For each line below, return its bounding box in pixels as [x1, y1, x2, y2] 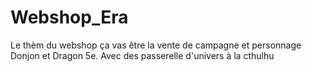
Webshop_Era [10, 6, 129, 29]
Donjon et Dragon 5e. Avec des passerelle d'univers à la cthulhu [10, 49, 275, 61]
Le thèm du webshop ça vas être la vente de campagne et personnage [10, 39, 302, 51]
